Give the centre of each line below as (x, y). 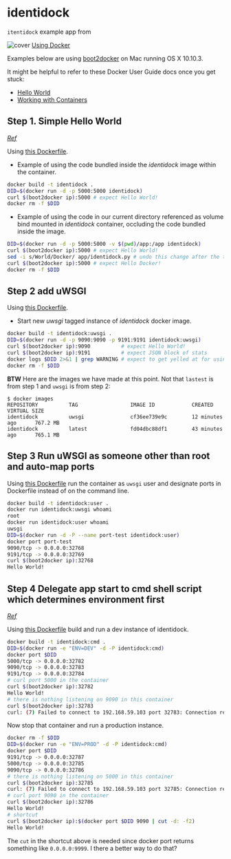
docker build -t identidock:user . (58, 503)
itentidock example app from (49, 32)
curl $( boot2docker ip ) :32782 (51, 687)
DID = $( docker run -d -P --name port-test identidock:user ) (93, 535)
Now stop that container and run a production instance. (85, 725)
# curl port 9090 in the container (58, 796)
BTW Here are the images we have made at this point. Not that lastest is (110, 379)
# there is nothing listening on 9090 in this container (90, 699)
